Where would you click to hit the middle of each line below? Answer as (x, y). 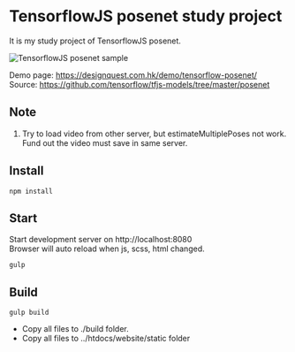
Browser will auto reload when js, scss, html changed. (107, 249)
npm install (31, 191)
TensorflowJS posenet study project (146, 16)
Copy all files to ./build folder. (76, 329)
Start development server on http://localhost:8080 (101, 240)
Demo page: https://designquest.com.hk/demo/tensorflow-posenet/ (133, 75)
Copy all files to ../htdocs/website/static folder (106, 339)
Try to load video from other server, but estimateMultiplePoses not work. (154, 134)
